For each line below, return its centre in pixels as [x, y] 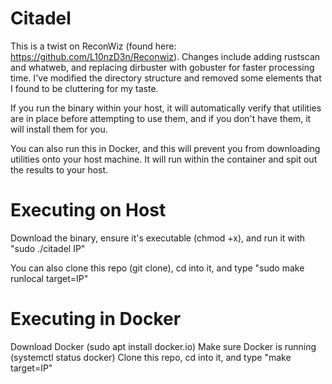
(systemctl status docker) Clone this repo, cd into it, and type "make [151, 357]
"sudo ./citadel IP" [48, 248]
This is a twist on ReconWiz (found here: [93, 46]
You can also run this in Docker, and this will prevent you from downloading [165, 148]
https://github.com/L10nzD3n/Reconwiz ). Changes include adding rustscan [165, 56]
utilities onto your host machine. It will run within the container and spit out [164, 159]
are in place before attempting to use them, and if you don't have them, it [161, 118]
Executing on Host [88, 210]
